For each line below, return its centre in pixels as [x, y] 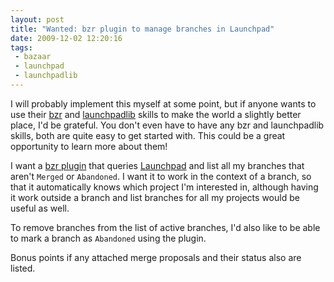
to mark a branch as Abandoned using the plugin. [108, 238]
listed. [23, 268]
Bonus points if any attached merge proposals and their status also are [156, 257]
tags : [21, 47]
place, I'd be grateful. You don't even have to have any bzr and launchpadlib [167, 125]
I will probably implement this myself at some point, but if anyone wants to [163, 103]
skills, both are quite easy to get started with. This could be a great [148, 135]
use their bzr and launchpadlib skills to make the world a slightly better [156, 114]
